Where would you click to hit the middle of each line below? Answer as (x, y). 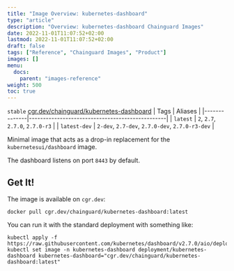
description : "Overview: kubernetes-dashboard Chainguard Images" (106, 26)
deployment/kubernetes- (173, 249)
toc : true (22, 91)
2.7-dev (127, 127)
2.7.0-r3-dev (192, 127)
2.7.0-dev (156, 127)
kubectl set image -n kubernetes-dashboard (71, 249)
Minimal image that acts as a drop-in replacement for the (89, 139)
